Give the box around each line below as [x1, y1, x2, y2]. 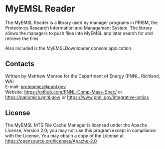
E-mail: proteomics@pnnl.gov [5, 83, 66, 89]
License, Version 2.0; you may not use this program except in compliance [5, 127, 156, 133]
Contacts [5, 59, 35, 68]
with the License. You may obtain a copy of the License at [5, 132, 124, 138]
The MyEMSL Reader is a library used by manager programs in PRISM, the [5, 19, 158, 25]
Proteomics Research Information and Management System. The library [5, 24, 153, 30]
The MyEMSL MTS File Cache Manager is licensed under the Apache [5, 122, 147, 128]
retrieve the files [5, 35, 39, 41]
